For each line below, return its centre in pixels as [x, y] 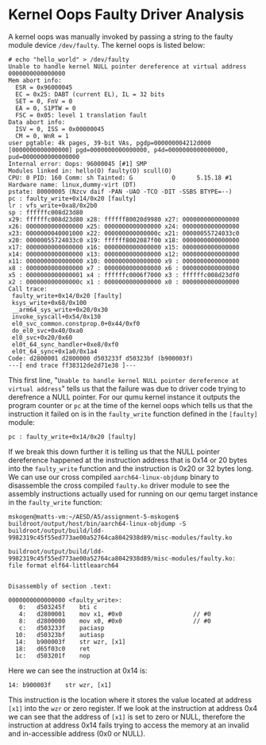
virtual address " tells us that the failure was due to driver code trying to [127, 388]
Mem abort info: [35, 80]
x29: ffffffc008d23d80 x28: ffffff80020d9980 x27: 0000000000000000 [124, 219]
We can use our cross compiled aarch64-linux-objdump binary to [114, 477]
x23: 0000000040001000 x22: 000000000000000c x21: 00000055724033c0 [124, 233]
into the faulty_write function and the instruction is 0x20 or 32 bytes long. [131, 468]
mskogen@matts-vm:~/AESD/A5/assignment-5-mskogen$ [94, 517]
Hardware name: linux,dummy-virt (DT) [72, 184]
